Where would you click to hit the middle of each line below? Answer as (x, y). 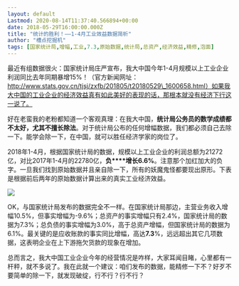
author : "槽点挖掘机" (37, 41)
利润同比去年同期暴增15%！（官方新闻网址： (73, 77)
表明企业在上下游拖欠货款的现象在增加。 (85, 242)
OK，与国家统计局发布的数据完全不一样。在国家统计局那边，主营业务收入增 (118, 207)
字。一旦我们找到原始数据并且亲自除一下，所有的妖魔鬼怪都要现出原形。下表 (119, 169)
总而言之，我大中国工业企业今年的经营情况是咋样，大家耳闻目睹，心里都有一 (119, 258)
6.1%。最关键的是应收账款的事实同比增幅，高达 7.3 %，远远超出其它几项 (112, 233)
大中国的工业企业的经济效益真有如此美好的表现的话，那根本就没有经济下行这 (119, 95)
